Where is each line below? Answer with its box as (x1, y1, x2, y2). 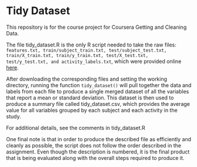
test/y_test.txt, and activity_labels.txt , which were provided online (6, 58, 182, 65)
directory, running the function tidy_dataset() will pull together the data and (6, 81, 192, 89)
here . (6, 64, 19, 71)
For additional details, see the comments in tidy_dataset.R (6, 124, 146, 131)
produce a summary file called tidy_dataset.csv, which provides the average (6, 100, 190, 107)
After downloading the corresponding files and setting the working (6, 75, 168, 82)
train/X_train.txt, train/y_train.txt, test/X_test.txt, (6, 52, 149, 58)
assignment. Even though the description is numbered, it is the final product (6, 148, 190, 155)
